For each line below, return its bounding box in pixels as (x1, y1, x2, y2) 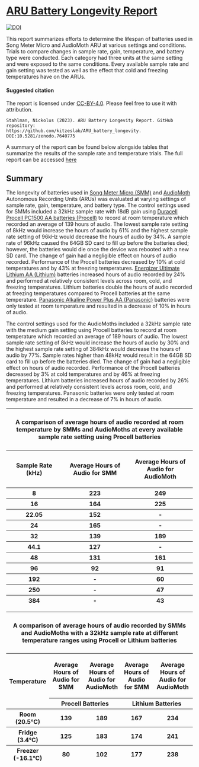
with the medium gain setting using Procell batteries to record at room (6, 326, 176, 333)
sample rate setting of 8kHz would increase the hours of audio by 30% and (6, 339, 190, 346)
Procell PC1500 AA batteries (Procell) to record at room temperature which (6, 214, 188, 221)
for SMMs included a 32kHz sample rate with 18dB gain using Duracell (6, 207, 178, 215)
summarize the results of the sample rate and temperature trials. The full (6, 150, 183, 157)
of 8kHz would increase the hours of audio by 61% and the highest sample (6, 226, 188, 234)
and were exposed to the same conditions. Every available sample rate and (6, 60, 190, 68)
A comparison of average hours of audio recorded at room (15, 418, 184, 426)
